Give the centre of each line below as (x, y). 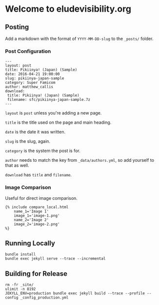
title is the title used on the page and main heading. (58, 122)
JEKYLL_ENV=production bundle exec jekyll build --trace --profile (75, 293)
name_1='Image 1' (31, 211)
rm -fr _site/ (20, 285)
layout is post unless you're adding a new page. (53, 113)
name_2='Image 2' (31, 220)
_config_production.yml (44, 298)
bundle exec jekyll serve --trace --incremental (55, 259)
